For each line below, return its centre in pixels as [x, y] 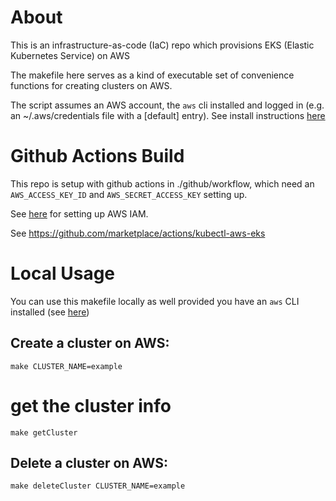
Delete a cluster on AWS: [89, 462]
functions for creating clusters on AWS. [91, 85]
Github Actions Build [97, 156]
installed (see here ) [50, 312]
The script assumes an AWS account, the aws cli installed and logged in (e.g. [167, 105]
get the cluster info [91, 405]
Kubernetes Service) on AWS [70, 55]
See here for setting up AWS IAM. [79, 213]
